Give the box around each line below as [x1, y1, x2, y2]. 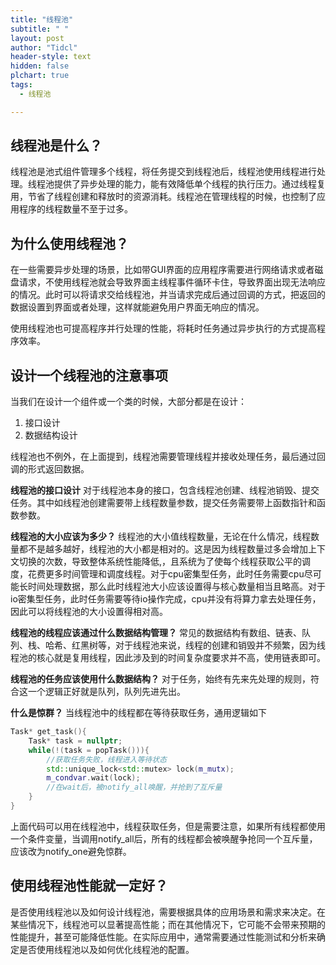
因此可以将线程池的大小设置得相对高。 [10, 606, 168, 618]
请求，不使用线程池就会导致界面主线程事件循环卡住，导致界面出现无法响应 [18, 276, 326, 288]
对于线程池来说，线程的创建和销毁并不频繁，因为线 [114, 639, 326, 651]
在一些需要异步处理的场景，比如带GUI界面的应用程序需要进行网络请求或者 [10, 264, 315, 276]
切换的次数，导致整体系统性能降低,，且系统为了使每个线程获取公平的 [18, 556, 303, 568]
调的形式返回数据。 [10, 463, 90, 475]
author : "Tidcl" [10, 42, 78, 53]
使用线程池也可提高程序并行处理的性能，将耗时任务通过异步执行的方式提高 [10, 322, 317, 335]
